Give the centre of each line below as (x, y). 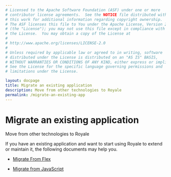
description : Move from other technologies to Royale (64, 90)
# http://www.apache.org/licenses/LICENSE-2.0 (55, 43)
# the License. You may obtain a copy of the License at (68, 34)
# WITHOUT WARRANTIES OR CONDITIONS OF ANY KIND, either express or (79, 62)
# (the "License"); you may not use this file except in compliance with (85, 29)
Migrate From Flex (32, 159)
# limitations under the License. (42, 72)
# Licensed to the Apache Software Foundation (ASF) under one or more (83, 10)
